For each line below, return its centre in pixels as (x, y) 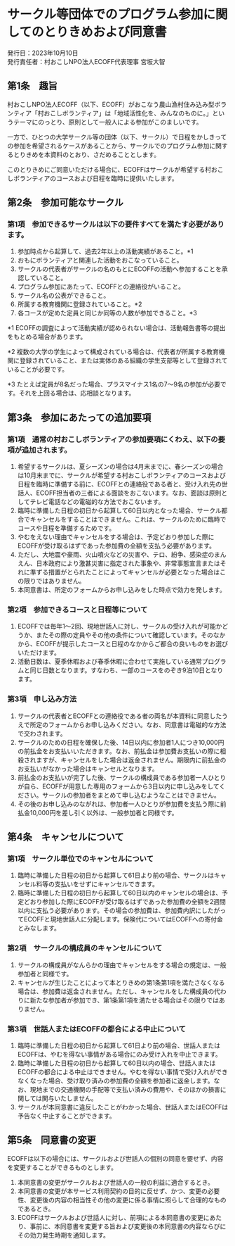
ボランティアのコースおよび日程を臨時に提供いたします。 (96, 178)
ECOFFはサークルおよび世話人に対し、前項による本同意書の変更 (110, 1217)
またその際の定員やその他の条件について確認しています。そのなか (131, 635)
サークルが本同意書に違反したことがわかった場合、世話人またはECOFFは (123, 1107)
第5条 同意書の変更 (52, 1140)
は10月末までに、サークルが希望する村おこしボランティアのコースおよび (121, 475)
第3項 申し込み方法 (42, 699)
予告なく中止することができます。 (66, 1116)
